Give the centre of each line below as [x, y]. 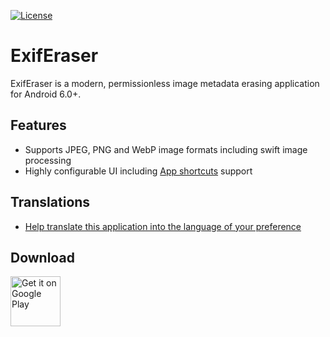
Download [42, 257]
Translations [50, 202]
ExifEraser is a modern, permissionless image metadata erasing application [165, 83]
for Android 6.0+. [46, 94]
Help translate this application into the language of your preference [163, 226]
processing [48, 160]
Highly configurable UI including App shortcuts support [138, 171]
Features [38, 125]
